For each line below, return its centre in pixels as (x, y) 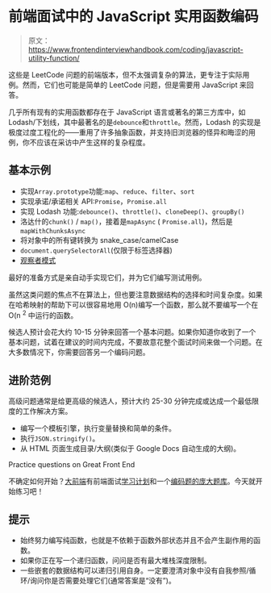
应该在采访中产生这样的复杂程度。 (93, 142)
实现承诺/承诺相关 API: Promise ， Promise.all (94, 201)
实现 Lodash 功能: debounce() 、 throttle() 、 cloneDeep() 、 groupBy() (132, 211)
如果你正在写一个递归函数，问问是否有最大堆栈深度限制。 (115, 561)
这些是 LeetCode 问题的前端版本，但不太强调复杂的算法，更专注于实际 (126, 74)
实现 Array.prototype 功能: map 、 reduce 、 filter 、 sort (107, 191)
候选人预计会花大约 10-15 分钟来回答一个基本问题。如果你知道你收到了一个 (132, 332)
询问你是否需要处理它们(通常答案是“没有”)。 (102, 581)
